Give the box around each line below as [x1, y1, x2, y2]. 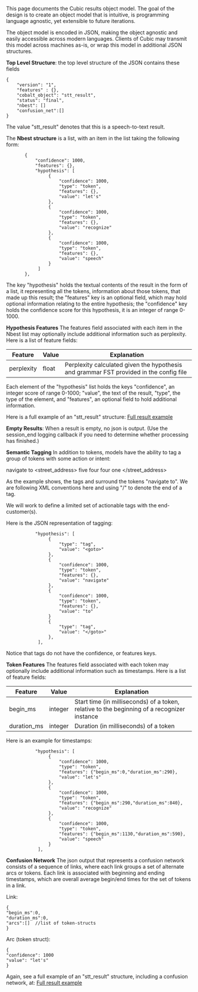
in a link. [6, 882, 27, 889]
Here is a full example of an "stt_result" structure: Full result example [6, 413, 173, 421]
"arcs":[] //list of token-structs [6, 920, 96, 926]
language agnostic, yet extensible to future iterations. [6, 18, 136, 24]
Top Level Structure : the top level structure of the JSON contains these [6, 59, 180, 66]
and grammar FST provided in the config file [64, 368, 187, 376]
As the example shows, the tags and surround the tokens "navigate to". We [6, 478, 188, 485]
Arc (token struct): [6, 936, 51, 942]
